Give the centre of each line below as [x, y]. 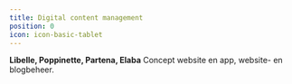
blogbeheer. [32, 70]
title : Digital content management [76, 18]
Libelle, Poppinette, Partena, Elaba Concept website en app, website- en [146, 61]
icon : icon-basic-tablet [56, 34]
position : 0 [32, 26]
